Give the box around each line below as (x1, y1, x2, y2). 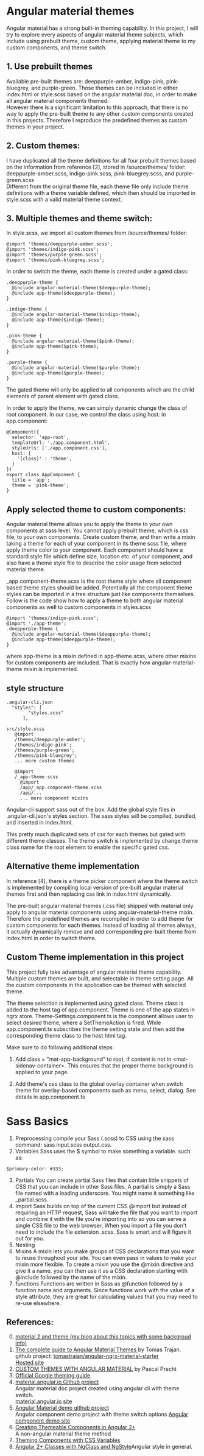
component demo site (15, 1417, 71, 1424)
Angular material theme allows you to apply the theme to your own (6, 521, 173, 528)
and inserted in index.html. (6, 819, 73, 826)
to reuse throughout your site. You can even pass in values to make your (15, 1254, 197, 1261)
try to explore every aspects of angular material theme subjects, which (6, 30, 184, 38)
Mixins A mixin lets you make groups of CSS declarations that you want (15, 1247, 194, 1255)
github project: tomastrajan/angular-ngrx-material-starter (15, 1352, 160, 1360)
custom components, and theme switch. (6, 44, 107, 51)
